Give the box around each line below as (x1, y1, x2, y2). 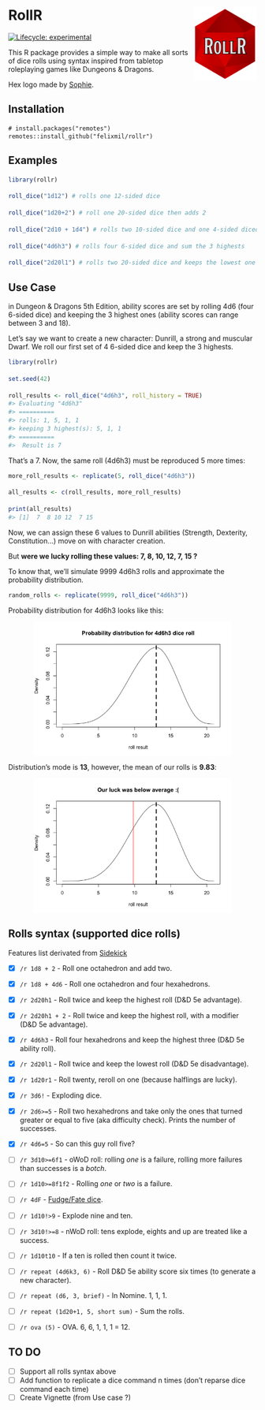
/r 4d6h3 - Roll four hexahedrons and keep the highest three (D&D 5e (19, 1035, 244, 1044)
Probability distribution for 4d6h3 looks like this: (8, 606, 164, 615)
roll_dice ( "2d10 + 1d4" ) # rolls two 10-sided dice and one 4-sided (8, 226, 238, 233)
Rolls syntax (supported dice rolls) (8, 927, 181, 941)
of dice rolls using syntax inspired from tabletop (8, 56, 164, 65)
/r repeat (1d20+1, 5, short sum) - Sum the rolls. (19, 1306, 185, 1315)
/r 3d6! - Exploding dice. (19, 1091, 103, 1100)
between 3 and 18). (8, 319, 71, 327)
